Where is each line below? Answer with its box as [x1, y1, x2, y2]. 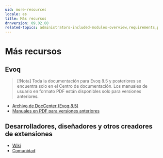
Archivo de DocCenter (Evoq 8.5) [12, 103, 79, 109]
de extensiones [5, 129, 53, 138]
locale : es [5, 12, 27, 16]
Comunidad [12, 147, 35, 153]
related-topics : [5, 25, 38, 30]
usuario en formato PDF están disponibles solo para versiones [16, 88, 142, 95]
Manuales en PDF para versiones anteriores [12, 108, 100, 114]
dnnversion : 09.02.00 [5, 20, 49, 26]
